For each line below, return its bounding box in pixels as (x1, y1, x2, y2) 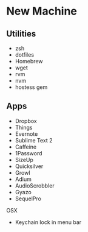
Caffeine (15, 143, 37, 150)
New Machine (6, 4, 78, 18)
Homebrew (15, 58, 43, 65)
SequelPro (15, 195, 41, 202)
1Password (15, 149, 42, 156)
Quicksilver (15, 163, 44, 170)
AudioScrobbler (15, 181, 55, 189)
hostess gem (15, 83, 48, 91)
